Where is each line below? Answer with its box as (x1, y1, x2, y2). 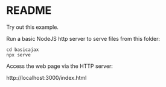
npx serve (6, 52, 31, 58)
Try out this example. (6, 23, 59, 31)
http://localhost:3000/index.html (6, 74, 87, 81)
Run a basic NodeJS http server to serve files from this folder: (6, 35, 161, 42)
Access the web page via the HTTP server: (6, 62, 113, 70)
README (6, 4, 52, 17)
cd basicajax (6, 46, 39, 53)
